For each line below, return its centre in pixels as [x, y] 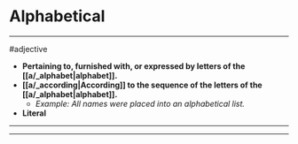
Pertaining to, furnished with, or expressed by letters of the [133, 66]
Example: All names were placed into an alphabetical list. [140, 103]
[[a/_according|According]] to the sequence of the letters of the [142, 85]
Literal [34, 113]
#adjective [28, 49]
